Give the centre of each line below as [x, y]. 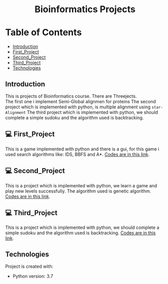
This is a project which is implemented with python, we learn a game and [81, 185]
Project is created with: [29, 266]
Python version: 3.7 [33, 276]
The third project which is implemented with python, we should [93, 112]
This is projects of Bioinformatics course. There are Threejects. [71, 96]
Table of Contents [44, 33]
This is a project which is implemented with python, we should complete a [82, 228]
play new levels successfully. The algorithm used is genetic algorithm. [78, 191]
